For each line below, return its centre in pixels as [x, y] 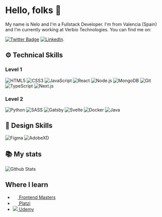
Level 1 [14, 69]
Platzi [25, 203]
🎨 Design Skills [29, 126]
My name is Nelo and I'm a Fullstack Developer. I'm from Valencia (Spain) [81, 24]
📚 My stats [23, 154]
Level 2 [14, 99]
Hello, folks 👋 [33, 10]
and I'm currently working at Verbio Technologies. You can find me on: [78, 29]
